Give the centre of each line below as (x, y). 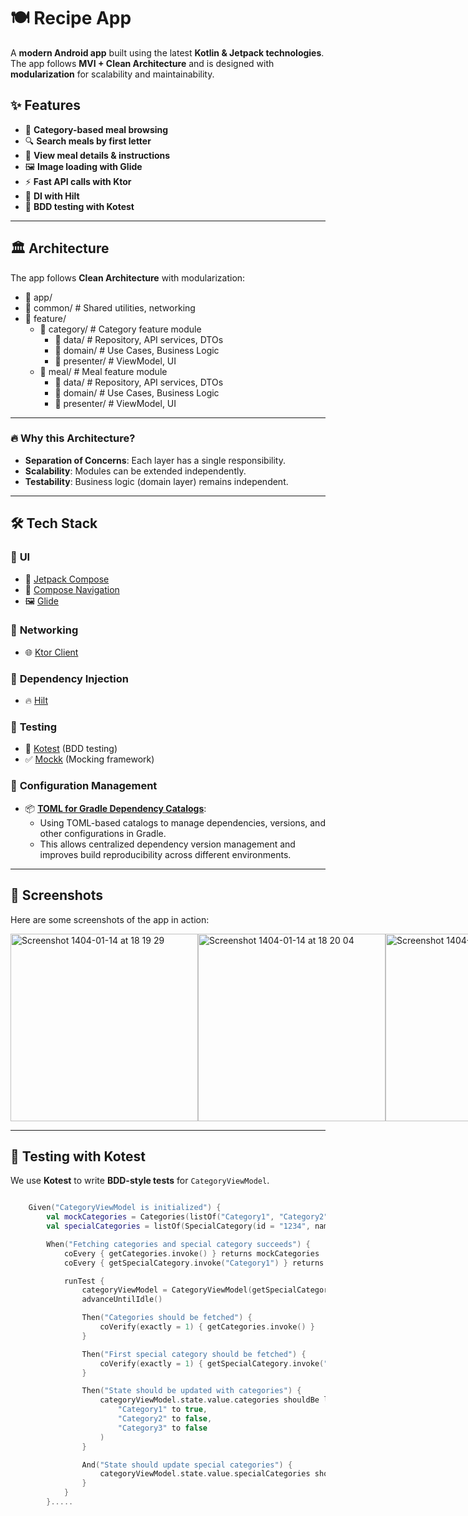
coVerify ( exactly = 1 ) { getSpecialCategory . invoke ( (212, 1363)
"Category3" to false (162, 1428)
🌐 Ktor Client (51, 652)
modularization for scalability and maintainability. (112, 74)
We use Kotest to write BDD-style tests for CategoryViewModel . (140, 1181)
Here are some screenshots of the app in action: (110, 919)
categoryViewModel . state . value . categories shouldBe (209, 1400)
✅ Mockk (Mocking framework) (89, 759)
